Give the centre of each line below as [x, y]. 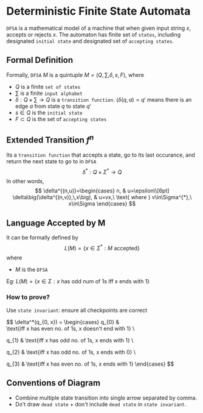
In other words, [25, 182]
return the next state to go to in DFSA [51, 161]
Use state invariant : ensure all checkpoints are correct [77, 310]
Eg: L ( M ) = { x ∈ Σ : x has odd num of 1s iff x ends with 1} [78, 281]
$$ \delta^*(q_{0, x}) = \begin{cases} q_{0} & [63, 322]
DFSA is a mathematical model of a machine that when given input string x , [99, 28]
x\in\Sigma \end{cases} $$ [102, 204]
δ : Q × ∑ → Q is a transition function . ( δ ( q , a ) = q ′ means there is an [103, 99]
